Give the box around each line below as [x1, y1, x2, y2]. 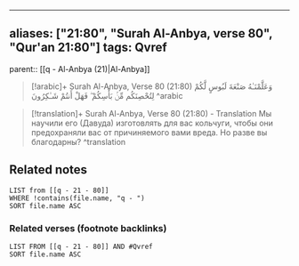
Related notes [9, 162, 87, 178]
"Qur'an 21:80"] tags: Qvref [9, 40, 167, 55]
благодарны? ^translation [30, 136, 126, 147]
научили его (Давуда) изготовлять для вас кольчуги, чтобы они [30, 117, 274, 128]
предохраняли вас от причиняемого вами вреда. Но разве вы [30, 126, 268, 138]
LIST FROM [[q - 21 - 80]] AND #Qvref [9, 242, 153, 251]
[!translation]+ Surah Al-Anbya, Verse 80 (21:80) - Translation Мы [30, 108, 272, 118]
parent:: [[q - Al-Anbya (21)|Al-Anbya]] [9, 63, 150, 74]
